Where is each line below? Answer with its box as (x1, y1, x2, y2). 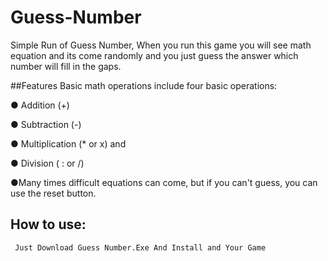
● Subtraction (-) (10, 118, 82, 130)
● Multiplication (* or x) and (10, 137, 127, 150)
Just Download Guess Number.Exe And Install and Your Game (14, 242, 267, 253)
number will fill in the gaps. (10, 60, 122, 72)
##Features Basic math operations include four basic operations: (10, 79, 278, 91)
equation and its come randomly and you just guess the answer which (10, 49, 299, 61)
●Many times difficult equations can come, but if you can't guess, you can (10, 176, 318, 188)
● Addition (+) (10, 99, 70, 111)
